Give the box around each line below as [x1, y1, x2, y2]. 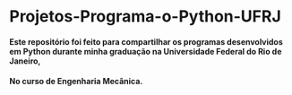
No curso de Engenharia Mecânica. [9, 76, 143, 87]
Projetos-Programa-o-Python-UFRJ [9, 6, 282, 27]
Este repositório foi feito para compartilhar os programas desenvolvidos [9, 36, 284, 47]
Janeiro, [9, 56, 41, 66]
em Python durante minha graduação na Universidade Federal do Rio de [9, 46, 282, 56]
